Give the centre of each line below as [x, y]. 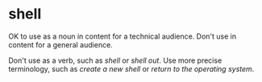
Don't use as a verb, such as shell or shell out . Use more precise [115, 60]
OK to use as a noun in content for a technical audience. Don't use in [123, 36]
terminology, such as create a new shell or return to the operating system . [131, 68]
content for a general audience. [60, 44]
